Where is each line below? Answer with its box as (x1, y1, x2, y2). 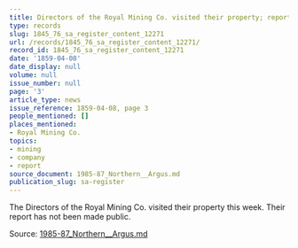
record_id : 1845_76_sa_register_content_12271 (9, 46, 184, 55)
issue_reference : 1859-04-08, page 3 (9, 104, 149, 112)
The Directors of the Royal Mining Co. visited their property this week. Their (9, 202, 286, 213)
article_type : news (9, 95, 82, 105)
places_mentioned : (9, 120, 77, 129)
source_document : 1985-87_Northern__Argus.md (9, 169, 180, 178)
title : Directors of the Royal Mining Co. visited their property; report (9, 12, 292, 22)
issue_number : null (9, 79, 82, 88)
